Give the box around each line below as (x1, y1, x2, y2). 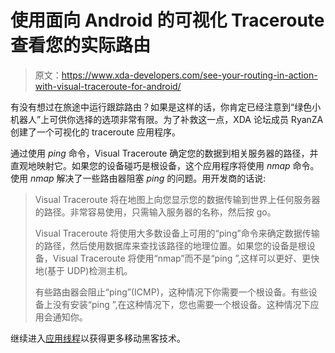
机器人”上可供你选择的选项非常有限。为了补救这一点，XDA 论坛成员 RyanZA (10, 113, 324, 125)
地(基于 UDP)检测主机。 (34, 264, 133, 276)
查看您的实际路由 (10, 34, 152, 57)
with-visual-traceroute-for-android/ (34, 80, 182, 92)
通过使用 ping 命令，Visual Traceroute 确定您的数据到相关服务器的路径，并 (10, 147, 319, 159)
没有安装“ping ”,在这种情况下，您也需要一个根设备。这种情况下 (52, 298, 311, 310)
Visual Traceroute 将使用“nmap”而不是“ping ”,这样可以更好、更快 (52, 252, 320, 264)
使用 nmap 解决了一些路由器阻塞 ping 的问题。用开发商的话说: (10, 172, 267, 184)
